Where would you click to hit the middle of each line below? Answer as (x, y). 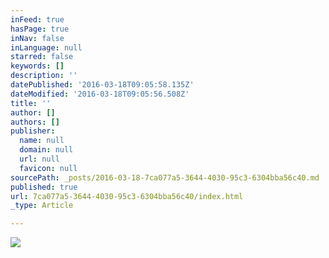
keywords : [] (37, 66)
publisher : (33, 131)
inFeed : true (37, 19)
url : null (39, 159)
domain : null (46, 150)
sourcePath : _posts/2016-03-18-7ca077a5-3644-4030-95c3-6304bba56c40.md (165, 177)
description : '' (44, 76)
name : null (42, 141)
